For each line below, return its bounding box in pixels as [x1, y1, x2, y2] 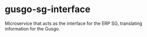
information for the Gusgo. [5, 25, 61, 31]
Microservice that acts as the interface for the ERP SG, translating [5, 20, 143, 26]
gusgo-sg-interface [5, 4, 91, 15]
